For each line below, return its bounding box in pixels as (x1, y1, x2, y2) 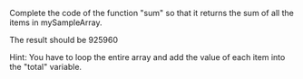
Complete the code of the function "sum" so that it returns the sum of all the (9, 8, 295, 18)
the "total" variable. (9, 62, 83, 72)
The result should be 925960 (9, 35, 119, 45)
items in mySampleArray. (9, 17, 103, 28)
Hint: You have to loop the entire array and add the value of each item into (9, 52, 286, 62)
